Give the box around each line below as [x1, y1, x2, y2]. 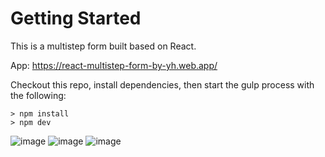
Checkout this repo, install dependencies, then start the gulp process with [10, 78, 315, 91]
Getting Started [10, 7, 142, 30]
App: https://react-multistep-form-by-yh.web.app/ [10, 59, 218, 71]
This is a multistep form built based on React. [10, 40, 197, 52]
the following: [10, 89, 67, 101]
